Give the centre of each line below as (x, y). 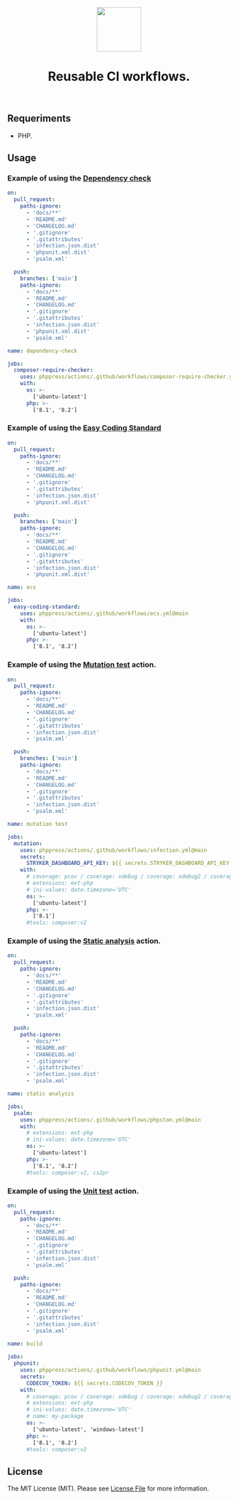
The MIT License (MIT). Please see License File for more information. (108, 1488)
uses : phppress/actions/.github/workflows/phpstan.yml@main (110, 1119)
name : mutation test (38, 824)
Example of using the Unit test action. (73, 1191)
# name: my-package (55, 1417)
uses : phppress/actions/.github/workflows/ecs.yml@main (104, 613)
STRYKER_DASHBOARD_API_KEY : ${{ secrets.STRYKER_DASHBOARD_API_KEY (128, 864)
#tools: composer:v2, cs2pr (68, 1173)
